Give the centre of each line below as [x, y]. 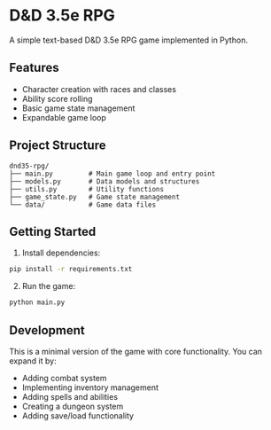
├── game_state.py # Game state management [94, 197]
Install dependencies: [61, 253]
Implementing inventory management [90, 387]
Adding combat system [65, 378]
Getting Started [53, 231]
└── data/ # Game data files [83, 205]
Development [47, 330]
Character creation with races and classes [99, 89]
